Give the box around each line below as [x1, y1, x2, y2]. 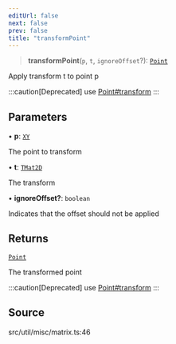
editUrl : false [8, 11, 59, 20]
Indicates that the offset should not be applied [8, 209, 159, 218]
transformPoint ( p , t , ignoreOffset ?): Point [27, 56, 169, 66]
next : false [8, 19, 48, 27]
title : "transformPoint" [8, 34, 91, 42]
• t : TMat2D [8, 162, 42, 172]
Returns [8, 232, 49, 246]
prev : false [8, 26, 48, 34]
